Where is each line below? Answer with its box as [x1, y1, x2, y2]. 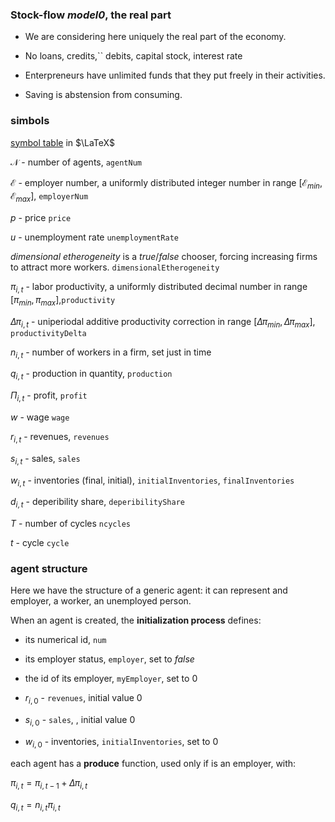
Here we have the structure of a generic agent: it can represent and [10, 584, 288, 597]
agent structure [10, 562, 88, 576]
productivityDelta [10, 328, 87, 338]
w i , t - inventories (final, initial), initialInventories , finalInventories [10, 474, 295, 488]
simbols [10, 114, 50, 128]
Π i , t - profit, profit [10, 389, 88, 403]
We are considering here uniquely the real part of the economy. [24, 31, 287, 43]
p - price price [10, 212, 72, 224]
